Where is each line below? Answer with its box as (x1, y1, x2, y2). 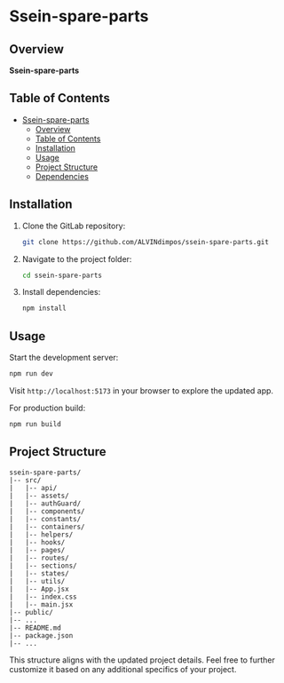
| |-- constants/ (9, 514, 82, 523)
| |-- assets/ (9, 491, 69, 500)
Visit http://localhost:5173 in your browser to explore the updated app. (9, 385, 273, 396)
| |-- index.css (9, 592, 77, 601)
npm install (21, 304, 67, 313)
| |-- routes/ (9, 553, 69, 562)
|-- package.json (9, 631, 74, 640)
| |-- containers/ (9, 522, 86, 531)
